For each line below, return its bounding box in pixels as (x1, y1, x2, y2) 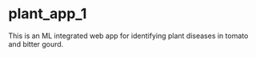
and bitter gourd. (8, 39, 64, 48)
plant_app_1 (8, 5, 87, 23)
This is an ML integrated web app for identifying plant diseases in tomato (8, 31, 249, 40)
